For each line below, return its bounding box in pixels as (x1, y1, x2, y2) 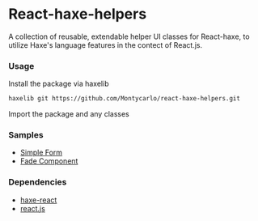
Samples (8, 130, 44, 141)
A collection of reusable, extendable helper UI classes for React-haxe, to (8, 32, 250, 41)
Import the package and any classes (8, 109, 129, 119)
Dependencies (8, 176, 67, 188)
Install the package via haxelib (8, 79, 109, 89)
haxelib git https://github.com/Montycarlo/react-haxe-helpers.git (8, 95, 241, 103)
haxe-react (19, 195, 57, 205)
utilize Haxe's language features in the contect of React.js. (8, 40, 203, 49)
